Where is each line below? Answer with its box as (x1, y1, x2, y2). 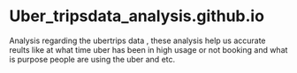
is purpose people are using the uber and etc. (9, 54, 176, 64)
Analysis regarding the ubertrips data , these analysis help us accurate (9, 35, 267, 46)
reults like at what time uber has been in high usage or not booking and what (9, 44, 288, 55)
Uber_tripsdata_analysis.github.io (9, 6, 265, 26)
